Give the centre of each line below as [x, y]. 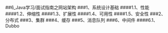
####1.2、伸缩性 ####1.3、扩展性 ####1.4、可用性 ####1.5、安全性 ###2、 [86, 14]
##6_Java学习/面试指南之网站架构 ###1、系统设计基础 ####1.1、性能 [77, 7]
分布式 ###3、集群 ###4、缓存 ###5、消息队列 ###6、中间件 [71, 20]
